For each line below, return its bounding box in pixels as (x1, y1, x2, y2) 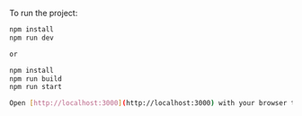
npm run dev (9, 33, 54, 42)
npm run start (9, 83, 63, 92)
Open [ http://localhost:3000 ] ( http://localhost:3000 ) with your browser (9, 99, 288, 108)
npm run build (9, 74, 63, 84)
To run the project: (9, 8, 78, 18)
